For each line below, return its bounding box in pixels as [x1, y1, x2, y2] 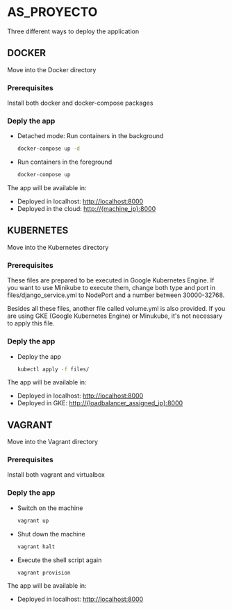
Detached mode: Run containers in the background [17, 132, 164, 140]
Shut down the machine [17, 529, 85, 538]
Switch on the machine [17, 504, 83, 512]
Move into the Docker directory [7, 65, 97, 74]
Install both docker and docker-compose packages [7, 99, 154, 108]
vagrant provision [17, 569, 71, 576]
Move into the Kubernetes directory [7, 243, 109, 251]
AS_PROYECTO [7, 4, 98, 20]
